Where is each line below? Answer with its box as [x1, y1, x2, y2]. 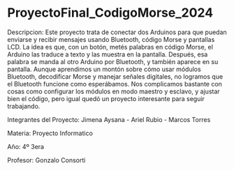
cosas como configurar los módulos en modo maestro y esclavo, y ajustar [7, 87, 220, 95]
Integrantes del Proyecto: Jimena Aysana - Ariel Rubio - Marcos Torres [7, 115, 211, 123]
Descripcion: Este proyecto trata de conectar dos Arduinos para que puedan [7, 28, 227, 36]
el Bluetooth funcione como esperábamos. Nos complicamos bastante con [7, 79, 222, 88]
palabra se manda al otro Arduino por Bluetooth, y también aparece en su [7, 57, 219, 65]
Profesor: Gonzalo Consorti [7, 155, 86, 164]
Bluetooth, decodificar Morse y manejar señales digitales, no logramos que [7, 72, 224, 81]
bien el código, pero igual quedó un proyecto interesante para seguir [7, 94, 205, 102]
